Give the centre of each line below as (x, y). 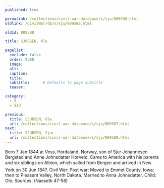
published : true (22, 10)
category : (15, 96)
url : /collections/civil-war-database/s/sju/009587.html (70, 124)
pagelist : (15, 50)
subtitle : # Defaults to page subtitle (56, 83)
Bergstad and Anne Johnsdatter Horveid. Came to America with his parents (82, 157)
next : (11, 128)
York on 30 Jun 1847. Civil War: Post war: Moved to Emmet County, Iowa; (80, 170)
